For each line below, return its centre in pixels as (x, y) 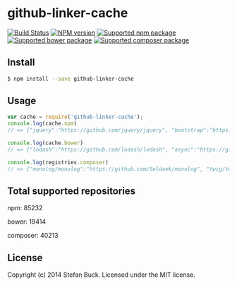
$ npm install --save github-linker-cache (71, 79)
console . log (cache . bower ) (45, 143)
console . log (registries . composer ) (58, 162)
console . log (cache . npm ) (42, 124)
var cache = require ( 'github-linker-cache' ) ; (75, 117)
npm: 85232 (25, 208)
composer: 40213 (33, 236)
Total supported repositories (72, 191)
